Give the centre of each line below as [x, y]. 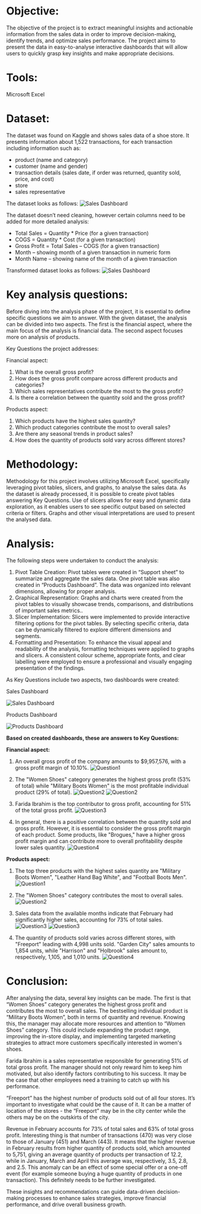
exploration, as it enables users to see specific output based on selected [96, 506]
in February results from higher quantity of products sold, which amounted [98, 1148]
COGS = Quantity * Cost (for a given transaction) [75, 240]
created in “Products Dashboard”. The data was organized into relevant [103, 584]
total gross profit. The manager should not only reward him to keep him [94, 1067]
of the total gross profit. [44, 810]
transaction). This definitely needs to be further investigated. [81, 1180]
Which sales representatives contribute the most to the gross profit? [99, 391]
